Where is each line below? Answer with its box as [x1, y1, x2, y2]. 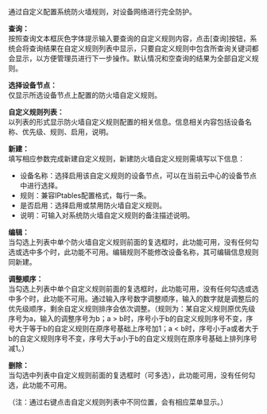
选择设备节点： [8, 80, 57, 90]
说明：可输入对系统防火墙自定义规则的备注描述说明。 [19, 211, 195, 220]
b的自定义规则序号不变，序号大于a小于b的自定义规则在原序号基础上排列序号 [8, 334, 258, 343]
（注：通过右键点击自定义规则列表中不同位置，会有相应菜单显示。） [8, 397, 228, 407]
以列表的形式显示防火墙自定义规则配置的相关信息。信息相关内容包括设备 [8, 118, 245, 126]
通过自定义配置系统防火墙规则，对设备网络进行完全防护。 [8, 7, 196, 16]
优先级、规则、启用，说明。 [21, 127, 113, 137]
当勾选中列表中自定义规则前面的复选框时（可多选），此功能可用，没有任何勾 [8, 370, 256, 380]
